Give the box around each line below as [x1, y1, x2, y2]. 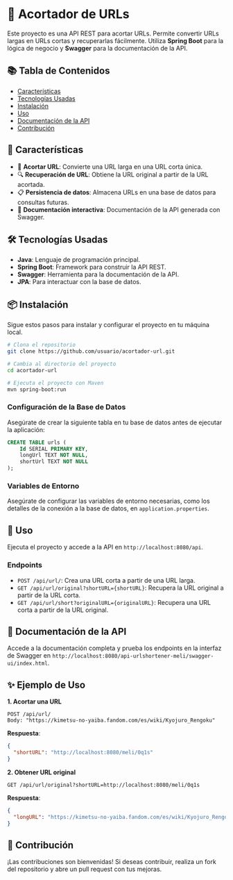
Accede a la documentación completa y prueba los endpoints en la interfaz [7, 644, 222, 652]
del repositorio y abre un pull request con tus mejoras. [7, 865, 162, 874]
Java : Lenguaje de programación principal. [17, 256, 141, 264]
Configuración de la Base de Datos [7, 402, 126, 412]
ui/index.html [7, 660, 49, 667]
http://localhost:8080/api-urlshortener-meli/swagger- [51, 653, 214, 660]
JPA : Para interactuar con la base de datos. [17, 278, 141, 286]
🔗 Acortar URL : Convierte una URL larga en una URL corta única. [17, 163, 203, 171]
